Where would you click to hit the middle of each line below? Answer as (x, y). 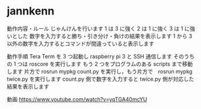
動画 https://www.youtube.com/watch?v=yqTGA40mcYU (77, 99)
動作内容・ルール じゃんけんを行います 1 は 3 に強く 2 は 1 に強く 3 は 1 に (98, 28)
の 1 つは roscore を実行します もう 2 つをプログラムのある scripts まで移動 (100, 64)
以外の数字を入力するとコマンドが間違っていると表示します (81, 43)
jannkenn (31, 11)
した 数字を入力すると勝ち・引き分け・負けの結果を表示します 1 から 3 (105, 36)
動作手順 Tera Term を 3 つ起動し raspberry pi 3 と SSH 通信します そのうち (101, 56)
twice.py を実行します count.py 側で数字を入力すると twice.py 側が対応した (100, 79)
